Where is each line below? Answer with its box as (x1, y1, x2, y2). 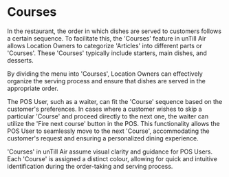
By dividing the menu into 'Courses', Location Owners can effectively (7, 70, 203, 78)
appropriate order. (7, 84, 58, 92)
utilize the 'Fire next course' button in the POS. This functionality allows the (7, 119, 220, 127)
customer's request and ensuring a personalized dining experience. (7, 134, 199, 142)
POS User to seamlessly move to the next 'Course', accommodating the (7, 127, 210, 135)
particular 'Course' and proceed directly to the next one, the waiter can (7, 112, 208, 121)
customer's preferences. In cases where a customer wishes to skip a (7, 105, 202, 113)
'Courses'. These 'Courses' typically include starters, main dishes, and (7, 49, 208, 57)
